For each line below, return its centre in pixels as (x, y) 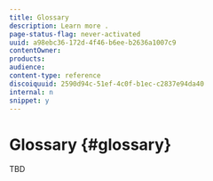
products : (28, 59)
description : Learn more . (59, 26)
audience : (28, 68)
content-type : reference (55, 76)
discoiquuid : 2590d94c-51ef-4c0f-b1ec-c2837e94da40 (106, 84)
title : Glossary (39, 17)
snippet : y (29, 100)
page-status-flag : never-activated (75, 34)
